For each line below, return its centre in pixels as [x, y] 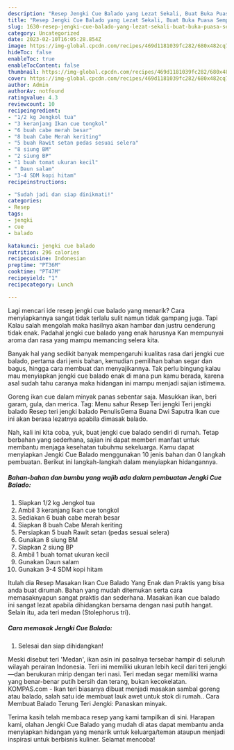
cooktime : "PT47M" [34, 272]
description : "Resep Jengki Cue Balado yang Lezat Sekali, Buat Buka [111, 14]
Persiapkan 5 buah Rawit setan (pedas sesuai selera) [94, 532]
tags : [16, 214]
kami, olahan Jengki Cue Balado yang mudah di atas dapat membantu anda [116, 724]
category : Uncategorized [44, 33]
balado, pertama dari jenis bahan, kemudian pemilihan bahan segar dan [110, 361]
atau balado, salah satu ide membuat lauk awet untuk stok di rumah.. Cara [114, 696]
